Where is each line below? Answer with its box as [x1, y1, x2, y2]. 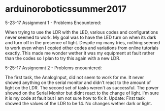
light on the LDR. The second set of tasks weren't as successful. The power [5, 84, 159, 90]
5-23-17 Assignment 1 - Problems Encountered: [5, 20, 101, 26]
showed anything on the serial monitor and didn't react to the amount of [5, 80, 151, 85]
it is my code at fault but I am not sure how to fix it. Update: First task [5, 95, 145, 101]
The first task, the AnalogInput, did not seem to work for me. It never [5, 74, 144, 80]
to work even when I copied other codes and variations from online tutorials [5, 45, 159, 51]
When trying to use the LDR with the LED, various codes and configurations [5, 29, 159, 35]
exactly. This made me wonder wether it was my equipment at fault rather [5, 50, 155, 56]
